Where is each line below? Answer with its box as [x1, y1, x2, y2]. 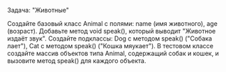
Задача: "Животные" [7, 6, 70, 14]
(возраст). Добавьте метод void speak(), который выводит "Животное [7, 27, 216, 35]
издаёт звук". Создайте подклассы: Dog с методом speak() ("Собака [7, 34, 213, 43]
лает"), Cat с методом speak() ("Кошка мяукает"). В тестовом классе [7, 42, 214, 50]
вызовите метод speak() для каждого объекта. [7, 57, 146, 65]
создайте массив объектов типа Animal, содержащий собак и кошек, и [7, 49, 220, 57]
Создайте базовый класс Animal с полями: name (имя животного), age [7, 20, 218, 27]
